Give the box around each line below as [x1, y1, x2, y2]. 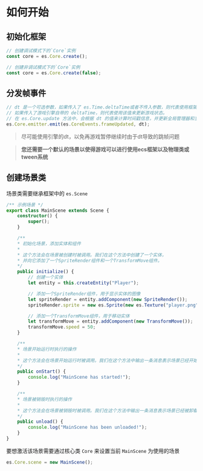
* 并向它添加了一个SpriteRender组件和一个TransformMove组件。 [17, 258, 163, 264]
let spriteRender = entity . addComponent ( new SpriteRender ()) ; [28, 296, 188, 302]
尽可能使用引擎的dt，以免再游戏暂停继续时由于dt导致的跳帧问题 [21, 133, 180, 140]
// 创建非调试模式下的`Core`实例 [6, 64, 80, 70]
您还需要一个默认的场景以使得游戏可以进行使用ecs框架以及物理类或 [21, 145, 190, 153]
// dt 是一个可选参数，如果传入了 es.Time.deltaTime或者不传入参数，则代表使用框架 [6, 104, 198, 110]
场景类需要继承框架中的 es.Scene [6, 189, 88, 197]
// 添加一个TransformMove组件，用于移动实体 [28, 313, 130, 319]
